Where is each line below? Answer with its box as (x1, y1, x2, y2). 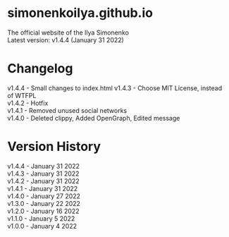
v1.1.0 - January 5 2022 (7, 214, 75, 223)
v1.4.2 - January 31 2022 (7, 176, 80, 185)
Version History (7, 139, 101, 154)
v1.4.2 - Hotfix (7, 99, 49, 107)
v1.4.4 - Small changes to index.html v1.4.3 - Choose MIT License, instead (7, 83, 223, 92)
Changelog (7, 61, 73, 77)
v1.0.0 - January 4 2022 (7, 221, 78, 230)
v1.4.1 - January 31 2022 (7, 184, 78, 193)
